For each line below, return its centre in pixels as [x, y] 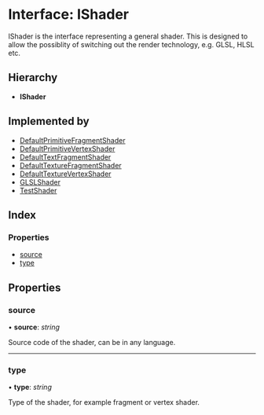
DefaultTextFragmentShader [65, 157]
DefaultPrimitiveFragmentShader [72, 140]
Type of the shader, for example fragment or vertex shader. [104, 402]
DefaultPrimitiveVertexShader [67, 149]
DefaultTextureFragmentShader [70, 165]
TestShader [38, 190]
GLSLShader [40, 182]
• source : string [34, 327]
